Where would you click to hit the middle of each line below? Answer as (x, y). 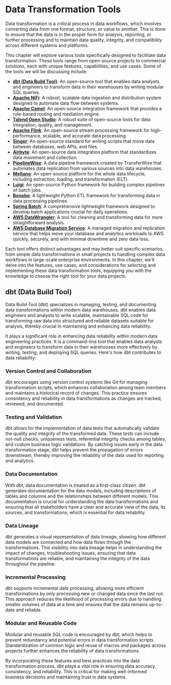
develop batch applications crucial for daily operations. (70, 212)
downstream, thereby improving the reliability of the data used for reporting (85, 455)
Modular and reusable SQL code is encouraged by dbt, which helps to (79, 634)
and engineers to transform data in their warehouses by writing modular (88, 87)
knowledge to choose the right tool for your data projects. (66, 276)
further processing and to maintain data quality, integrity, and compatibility (84, 40)
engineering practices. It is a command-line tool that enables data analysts (84, 341)
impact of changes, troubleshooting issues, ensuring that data (71, 553)
